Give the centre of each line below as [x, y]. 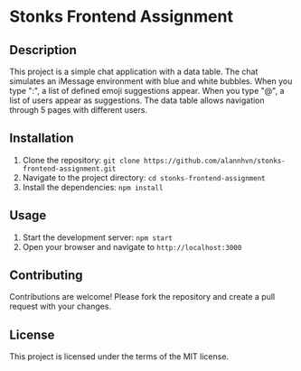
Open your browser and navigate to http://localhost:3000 [132, 246]
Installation [42, 139]
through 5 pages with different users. [78, 110]
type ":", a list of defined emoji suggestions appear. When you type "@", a [147, 91]
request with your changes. [60, 306]
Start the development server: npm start [98, 237]
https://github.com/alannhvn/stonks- [215, 161]
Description [43, 50]
